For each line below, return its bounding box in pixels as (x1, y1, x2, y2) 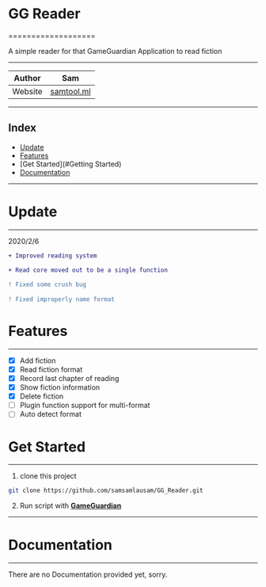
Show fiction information (19, 383, 101, 392)
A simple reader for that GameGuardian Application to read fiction (8, 46, 222, 55)
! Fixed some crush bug (8, 280, 87, 289)
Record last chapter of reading (19, 374, 120, 383)
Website (12, 86, 43, 97)
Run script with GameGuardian (19, 501, 122, 511)
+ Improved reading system (8, 251, 97, 260)
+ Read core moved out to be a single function (8, 266, 169, 274)
